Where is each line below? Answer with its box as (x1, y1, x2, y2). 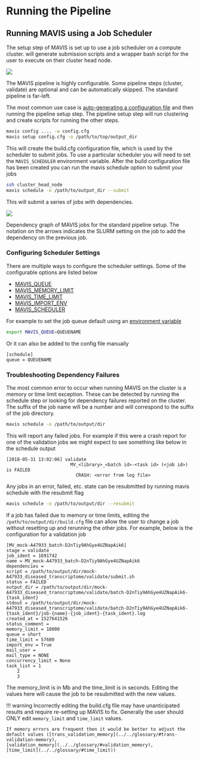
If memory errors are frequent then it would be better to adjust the (6, 726, 186, 732)
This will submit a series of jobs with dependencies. (6, 198, 134, 205)
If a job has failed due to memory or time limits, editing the (6, 511, 149, 519)
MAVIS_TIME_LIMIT (14, 293, 63, 300)
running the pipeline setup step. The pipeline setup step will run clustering (6, 110, 189, 118)
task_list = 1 (6, 662, 42, 669)
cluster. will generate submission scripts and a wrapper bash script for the (6, 50, 189, 58)
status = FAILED (6, 579, 47, 585)
